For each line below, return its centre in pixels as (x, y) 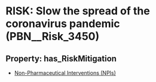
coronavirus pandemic (63, 24)
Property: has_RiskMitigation (61, 58)
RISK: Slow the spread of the (78, 11)
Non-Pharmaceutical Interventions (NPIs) (65, 73)
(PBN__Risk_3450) (53, 37)
